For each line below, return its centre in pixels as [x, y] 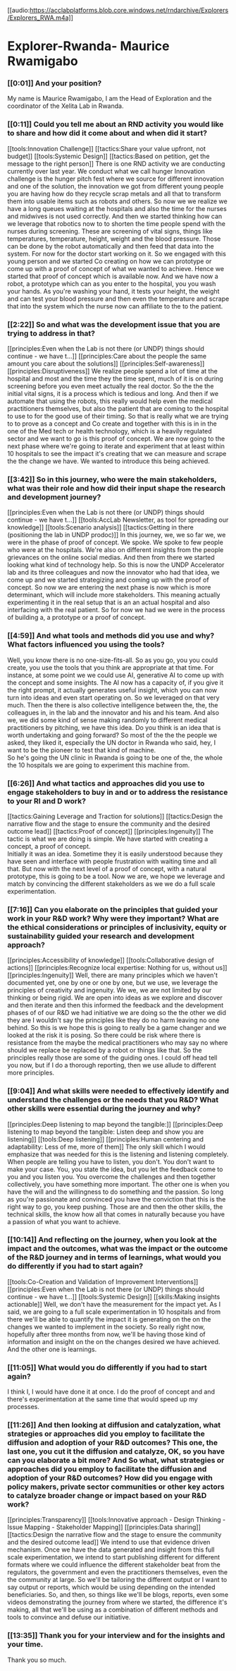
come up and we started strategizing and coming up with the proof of [108, 580]
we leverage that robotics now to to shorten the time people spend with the [116, 223]
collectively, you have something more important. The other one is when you [118, 1184]
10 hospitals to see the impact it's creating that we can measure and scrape [117, 454]
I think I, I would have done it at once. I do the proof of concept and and [111, 1392]
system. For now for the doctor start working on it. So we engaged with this [117, 253]
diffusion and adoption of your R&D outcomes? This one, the [113, 1443]
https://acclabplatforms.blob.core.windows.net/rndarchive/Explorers [129, 10]
